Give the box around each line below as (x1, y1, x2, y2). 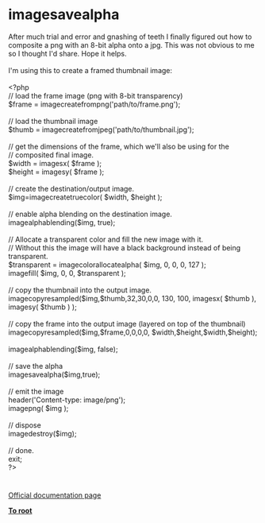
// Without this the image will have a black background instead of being (8, 242, 241, 252)
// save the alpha (8, 361, 63, 370)
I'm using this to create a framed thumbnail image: (8, 65, 173, 75)
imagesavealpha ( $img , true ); (8, 370, 101, 379)
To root (8, 506, 33, 516)
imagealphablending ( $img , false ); (8, 344, 118, 354)
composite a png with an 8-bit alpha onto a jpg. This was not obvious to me (8, 40, 255, 49)
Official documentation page (8, 490, 102, 500)
